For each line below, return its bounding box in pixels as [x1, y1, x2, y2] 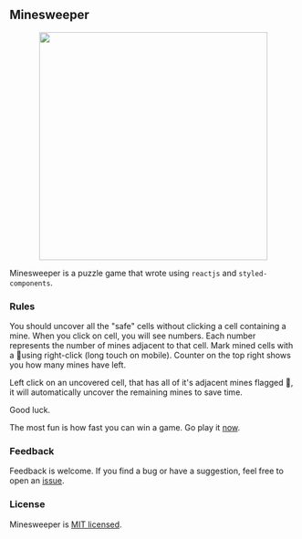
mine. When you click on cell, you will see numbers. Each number [9, 330, 256, 341]
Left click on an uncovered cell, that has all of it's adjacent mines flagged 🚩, [9, 378, 294, 389]
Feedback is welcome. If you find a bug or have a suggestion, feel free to [9, 465, 285, 477]
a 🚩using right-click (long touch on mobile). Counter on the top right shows [9, 350, 292, 361]
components [9, 278, 51, 288]
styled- [238, 269, 267, 278]
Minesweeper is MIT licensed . [9, 519, 122, 530]
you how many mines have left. [9, 359, 126, 370]
